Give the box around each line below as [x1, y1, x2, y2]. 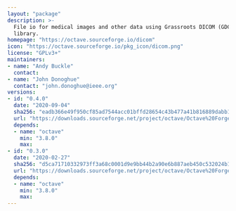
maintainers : [7, 56, 46, 63]
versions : [7, 89, 37, 96]
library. [13, 30, 39, 37]
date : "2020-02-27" [13, 154, 71, 162]
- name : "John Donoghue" [7, 75, 80, 83]
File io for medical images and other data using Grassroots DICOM [13, 23, 216, 30]
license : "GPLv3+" [7, 50, 61, 57]
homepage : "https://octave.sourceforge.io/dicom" [7, 37, 156, 44]
